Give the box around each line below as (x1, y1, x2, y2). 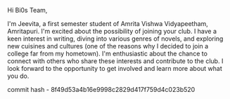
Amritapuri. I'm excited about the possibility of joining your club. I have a (7, 27, 217, 35)
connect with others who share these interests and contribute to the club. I (7, 57, 224, 65)
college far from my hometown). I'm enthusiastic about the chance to (7, 49, 207, 58)
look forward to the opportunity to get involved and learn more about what (7, 65, 223, 72)
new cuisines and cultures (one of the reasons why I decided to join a (7, 42, 209, 50)
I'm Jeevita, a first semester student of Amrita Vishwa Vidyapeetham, (7, 20, 209, 27)
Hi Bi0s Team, (7, 6, 48, 14)
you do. (7, 72, 30, 80)
